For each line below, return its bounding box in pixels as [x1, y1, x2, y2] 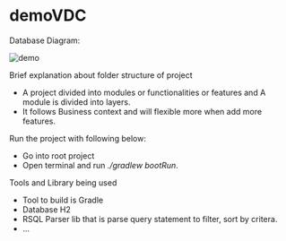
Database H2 [22, 203, 72, 215]
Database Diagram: [9, 35, 81, 46]
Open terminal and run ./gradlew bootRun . [22, 159, 179, 170]
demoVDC [9, 5, 87, 26]
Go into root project [22, 150, 95, 161]
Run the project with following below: [9, 133, 146, 143]
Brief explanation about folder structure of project [9, 69, 193, 81]
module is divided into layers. [22, 96, 131, 108]
